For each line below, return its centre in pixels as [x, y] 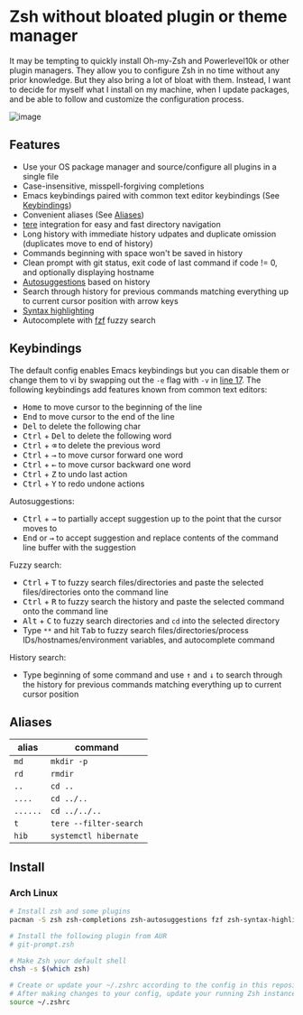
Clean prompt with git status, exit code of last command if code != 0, [150, 263]
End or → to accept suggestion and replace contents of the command [151, 538]
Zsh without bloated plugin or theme [148, 17]
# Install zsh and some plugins [70, 912]
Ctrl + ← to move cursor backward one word [106, 464]
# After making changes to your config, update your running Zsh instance [153, 994]
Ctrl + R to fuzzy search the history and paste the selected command [153, 601]
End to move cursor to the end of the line [98, 416]
